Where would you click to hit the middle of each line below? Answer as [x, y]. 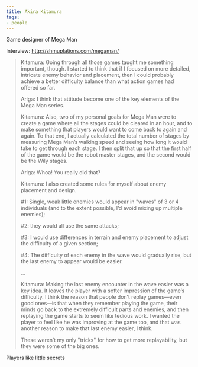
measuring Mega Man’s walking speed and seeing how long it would [104, 142]
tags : [13, 17]
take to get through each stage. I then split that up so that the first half [106, 148]
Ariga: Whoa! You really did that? [60, 173]
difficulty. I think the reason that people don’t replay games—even [101, 297]
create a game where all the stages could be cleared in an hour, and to [106, 123]
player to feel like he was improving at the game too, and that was [101, 322]
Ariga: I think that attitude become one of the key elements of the [100, 99]
